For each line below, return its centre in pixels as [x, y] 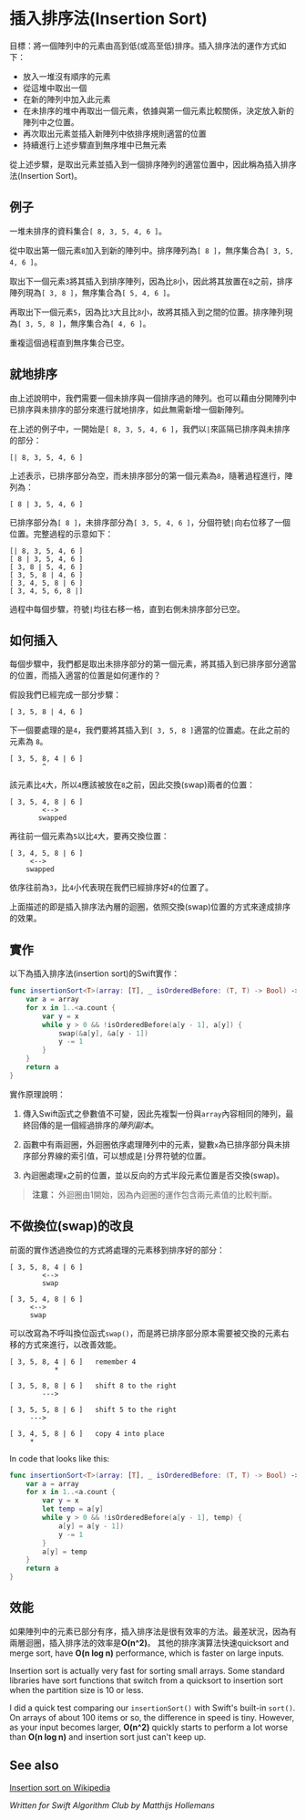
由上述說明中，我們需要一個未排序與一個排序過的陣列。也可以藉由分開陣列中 [153, 398]
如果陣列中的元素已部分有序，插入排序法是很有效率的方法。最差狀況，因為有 [153, 1631]
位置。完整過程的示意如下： [61, 534]
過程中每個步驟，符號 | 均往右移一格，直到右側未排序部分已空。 [127, 608]
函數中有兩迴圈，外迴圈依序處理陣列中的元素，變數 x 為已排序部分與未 [152, 1144]
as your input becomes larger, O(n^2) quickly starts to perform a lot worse [149, 1727]
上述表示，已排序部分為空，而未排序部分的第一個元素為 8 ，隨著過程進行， [147, 475]
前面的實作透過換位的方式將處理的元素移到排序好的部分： [117, 1250]
